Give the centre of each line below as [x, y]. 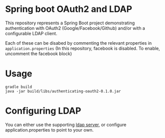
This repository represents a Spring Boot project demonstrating [70, 23]
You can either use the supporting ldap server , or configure [66, 125]
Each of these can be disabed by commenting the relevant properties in [79, 43]
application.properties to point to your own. [49, 130]
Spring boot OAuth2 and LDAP [69, 9]
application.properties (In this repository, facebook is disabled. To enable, [82, 48]
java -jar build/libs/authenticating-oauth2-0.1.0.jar [63, 91]
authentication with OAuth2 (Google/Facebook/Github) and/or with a [75, 28]
